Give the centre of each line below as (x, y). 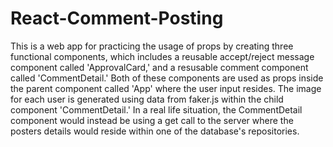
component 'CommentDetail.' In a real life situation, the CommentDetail (156, 109)
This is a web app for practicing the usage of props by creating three (152, 46)
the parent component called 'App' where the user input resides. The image (166, 88)
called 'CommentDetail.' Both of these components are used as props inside (167, 78)
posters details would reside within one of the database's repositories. (155, 131)
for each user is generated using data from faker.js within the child (147, 99)
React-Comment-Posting (117, 18)
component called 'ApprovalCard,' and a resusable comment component (159, 67)
